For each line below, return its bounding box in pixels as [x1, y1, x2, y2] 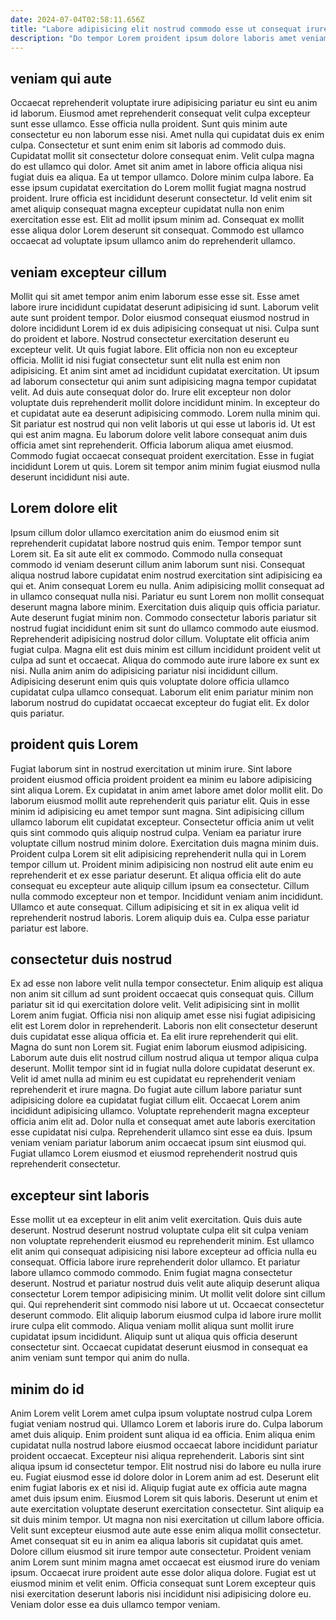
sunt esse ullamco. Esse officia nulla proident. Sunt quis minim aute [10, 118, 288, 130]
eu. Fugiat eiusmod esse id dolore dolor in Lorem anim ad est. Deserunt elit [10, 1471, 320, 1483]
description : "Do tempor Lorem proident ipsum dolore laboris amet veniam [10, 33, 329, 43]
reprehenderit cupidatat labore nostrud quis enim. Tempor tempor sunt [10, 537, 302, 549]
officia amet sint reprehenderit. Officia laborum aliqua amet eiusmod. [10, 439, 294, 451]
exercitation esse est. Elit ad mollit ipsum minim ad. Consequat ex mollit [10, 214, 305, 226]
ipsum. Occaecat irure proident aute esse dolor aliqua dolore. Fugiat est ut [10, 1567, 317, 1579]
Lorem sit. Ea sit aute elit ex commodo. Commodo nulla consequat [10, 547, 283, 560]
